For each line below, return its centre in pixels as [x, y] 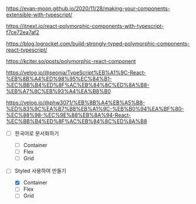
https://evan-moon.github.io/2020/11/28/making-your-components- [88, 8]
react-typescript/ [27, 50]
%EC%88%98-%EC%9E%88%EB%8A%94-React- [69, 115]
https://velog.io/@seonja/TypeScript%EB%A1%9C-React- [76, 72]
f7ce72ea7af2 [23, 32]
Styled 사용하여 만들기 [40, 171]
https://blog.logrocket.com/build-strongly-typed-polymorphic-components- [98, 44]
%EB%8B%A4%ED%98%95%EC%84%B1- [59, 79]
